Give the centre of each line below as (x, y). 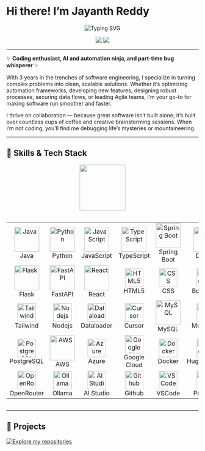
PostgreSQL (27, 361)
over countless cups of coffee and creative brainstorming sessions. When (99, 122)
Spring (168, 252)
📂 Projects (26, 427)
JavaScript (97, 255)
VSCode (168, 393)
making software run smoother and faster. (59, 103)
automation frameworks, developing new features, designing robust (92, 90)
